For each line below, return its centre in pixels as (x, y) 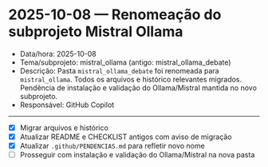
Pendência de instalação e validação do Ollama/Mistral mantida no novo (138, 87)
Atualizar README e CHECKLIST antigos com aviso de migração (126, 137)
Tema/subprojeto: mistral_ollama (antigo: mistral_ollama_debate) (125, 62)
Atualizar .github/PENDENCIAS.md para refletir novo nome (112, 146)
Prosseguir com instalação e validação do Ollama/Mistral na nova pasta (137, 155)
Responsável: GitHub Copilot (67, 105)
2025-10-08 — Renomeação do (115, 15)
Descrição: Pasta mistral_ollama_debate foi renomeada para (119, 70)
